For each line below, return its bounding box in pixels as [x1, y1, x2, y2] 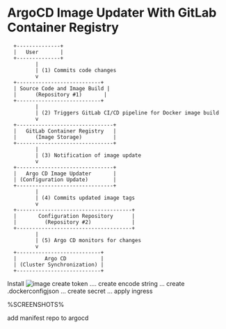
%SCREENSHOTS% [7, 300, 65, 308]
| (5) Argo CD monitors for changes [35, 237, 141, 244]
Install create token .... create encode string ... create [7, 279, 185, 287]
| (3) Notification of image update [35, 151, 141, 159]
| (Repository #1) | [13, 91, 108, 98]
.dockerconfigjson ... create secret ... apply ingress [7, 287, 153, 295]
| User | [13, 49, 64, 56]
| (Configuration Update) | [13, 176, 117, 183]
